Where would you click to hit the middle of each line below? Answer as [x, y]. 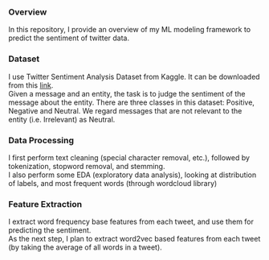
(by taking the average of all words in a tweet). [85, 247]
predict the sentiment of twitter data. [69, 38]
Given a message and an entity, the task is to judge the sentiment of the [127, 93]
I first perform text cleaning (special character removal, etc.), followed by [129, 157]
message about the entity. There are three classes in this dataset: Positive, [132, 102]
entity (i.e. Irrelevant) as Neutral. [62, 119]
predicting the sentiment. [50, 230]
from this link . [31, 85]
